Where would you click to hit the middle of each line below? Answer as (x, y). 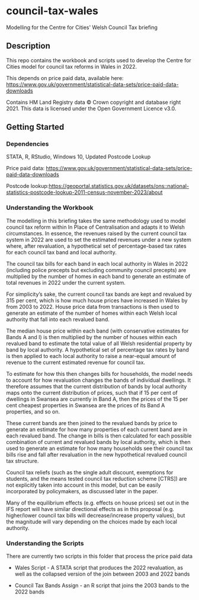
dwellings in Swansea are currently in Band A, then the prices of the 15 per (97, 399)
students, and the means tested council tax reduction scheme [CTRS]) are (97, 478)
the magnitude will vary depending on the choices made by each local (92, 521)
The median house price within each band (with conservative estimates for (97, 331)
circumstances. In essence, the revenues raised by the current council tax (97, 233)
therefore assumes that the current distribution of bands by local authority (97, 386)
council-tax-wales (52, 11)
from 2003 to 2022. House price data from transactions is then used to (93, 307)
